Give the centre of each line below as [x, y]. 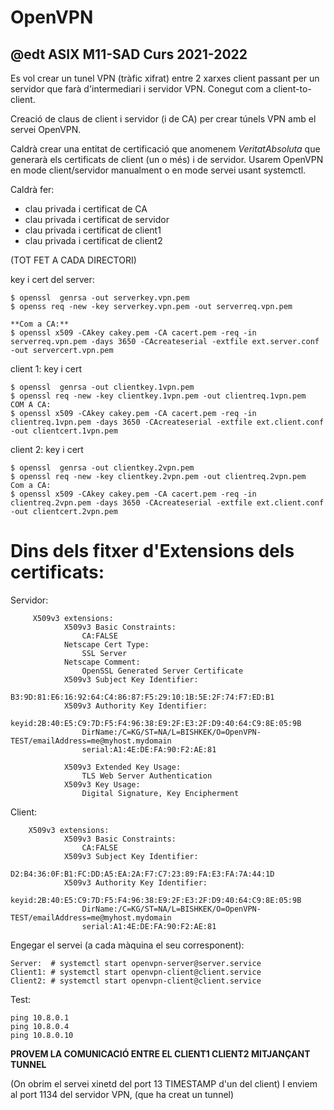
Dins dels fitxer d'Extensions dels [152, 551]
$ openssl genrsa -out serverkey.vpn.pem [100, 298]
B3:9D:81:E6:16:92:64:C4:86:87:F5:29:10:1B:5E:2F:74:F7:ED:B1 [142, 697]
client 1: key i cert [46, 369]
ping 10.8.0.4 [40, 1026]
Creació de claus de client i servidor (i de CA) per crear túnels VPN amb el [163, 119]
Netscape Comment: [102, 662]
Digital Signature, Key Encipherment [160, 793]
